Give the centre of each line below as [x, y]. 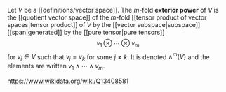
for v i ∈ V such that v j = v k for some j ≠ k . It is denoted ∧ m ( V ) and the [108, 57]
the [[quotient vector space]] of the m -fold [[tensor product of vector [107, 17]
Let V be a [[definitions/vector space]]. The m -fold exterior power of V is [113, 10]
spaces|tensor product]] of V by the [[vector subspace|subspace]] [104, 25]
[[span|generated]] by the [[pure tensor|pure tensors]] [86, 32]
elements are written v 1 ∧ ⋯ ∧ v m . [56, 67]
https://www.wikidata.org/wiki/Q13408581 [68, 81]
